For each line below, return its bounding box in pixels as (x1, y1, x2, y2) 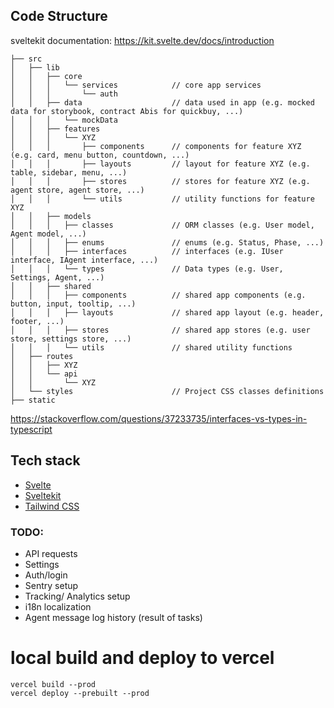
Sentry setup (24, 579, 79, 591)
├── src (10, 54, 43, 64)
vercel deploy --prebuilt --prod (10, 688, 150, 698)
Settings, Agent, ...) (10, 272, 105, 283)
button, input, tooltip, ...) (10, 299, 137, 309)
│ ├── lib (10, 62, 60, 73)
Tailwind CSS (24, 500, 80, 512)
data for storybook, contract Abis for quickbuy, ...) (10, 106, 244, 116)
